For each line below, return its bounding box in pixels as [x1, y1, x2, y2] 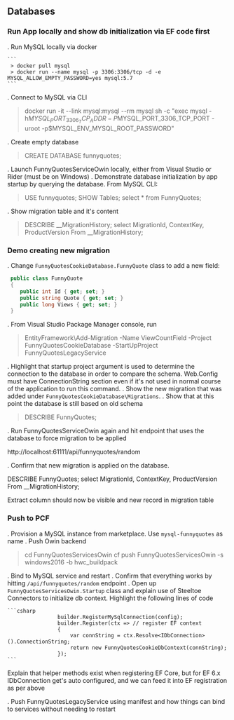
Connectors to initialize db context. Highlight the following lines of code [7, 594, 214, 602]
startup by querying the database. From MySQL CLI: [7, 179, 158, 188]
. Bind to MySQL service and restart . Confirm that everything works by [7, 571, 212, 580]
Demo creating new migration [7, 245, 111, 255]
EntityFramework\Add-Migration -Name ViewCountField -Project [24, 334, 212, 342]
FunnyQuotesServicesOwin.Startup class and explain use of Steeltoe [7, 586, 202, 595]
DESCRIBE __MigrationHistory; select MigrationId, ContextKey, [24, 220, 205, 229]
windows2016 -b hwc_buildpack [24, 557, 118, 566]
